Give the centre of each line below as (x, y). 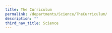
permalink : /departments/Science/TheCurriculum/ (56, 14)
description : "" (22, 18)
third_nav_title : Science (32, 23)
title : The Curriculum (28, 9)
